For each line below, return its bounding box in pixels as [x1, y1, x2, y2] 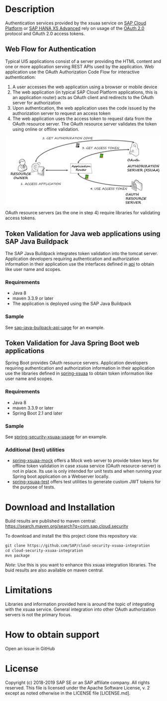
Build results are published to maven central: [5, 518, 96, 524]
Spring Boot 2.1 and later [12, 410, 63, 416]
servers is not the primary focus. [5, 612, 72, 618]
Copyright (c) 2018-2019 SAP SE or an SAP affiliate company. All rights [5, 680, 150, 686]
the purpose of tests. [12, 484, 56, 490]
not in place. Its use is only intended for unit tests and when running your [12, 468, 162, 474]
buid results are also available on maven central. [5, 567, 104, 573]
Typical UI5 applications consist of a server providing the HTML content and [5, 58, 162, 64]
